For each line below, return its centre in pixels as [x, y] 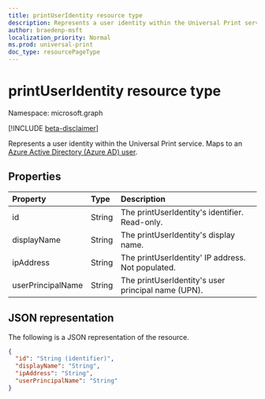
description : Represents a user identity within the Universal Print [125, 23]
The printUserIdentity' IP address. [183, 257]
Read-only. [142, 222]
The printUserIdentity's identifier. [183, 212]
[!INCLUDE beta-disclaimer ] [53, 128]
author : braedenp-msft [45, 30]
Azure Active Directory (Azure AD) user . [73, 151]
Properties [35, 177]
